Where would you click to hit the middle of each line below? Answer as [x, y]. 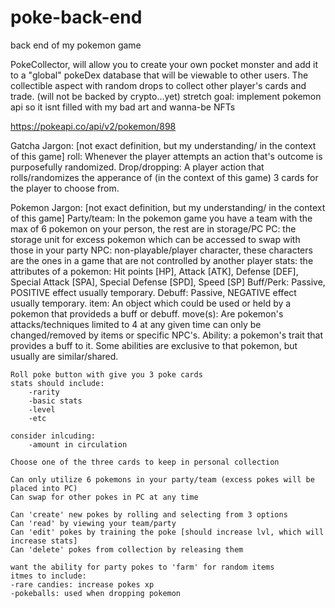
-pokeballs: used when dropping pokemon [96, 593]
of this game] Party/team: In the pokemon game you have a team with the [161, 218]
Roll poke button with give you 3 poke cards [106, 374]
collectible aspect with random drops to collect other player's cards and [158, 85]
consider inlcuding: [53, 436]
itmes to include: [48, 576]
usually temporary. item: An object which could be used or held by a [151, 303]
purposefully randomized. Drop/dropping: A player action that [137, 167]
